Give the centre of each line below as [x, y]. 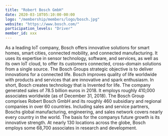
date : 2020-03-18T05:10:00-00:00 [40, 15]
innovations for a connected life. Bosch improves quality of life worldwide [81, 74]
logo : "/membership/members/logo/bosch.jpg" [52, 19]
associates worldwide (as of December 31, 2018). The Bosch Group [75, 96]
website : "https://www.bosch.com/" [42, 24]
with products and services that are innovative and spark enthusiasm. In [79, 80]
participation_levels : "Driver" [39, 29]
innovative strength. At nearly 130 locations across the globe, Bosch [75, 122]
